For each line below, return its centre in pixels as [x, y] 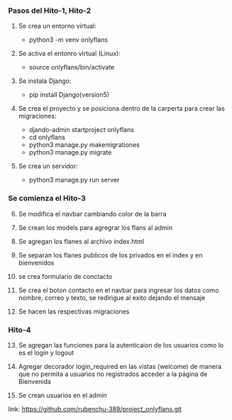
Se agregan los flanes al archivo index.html [81, 241]
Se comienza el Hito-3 [47, 199]
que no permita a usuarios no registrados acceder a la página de [113, 374]
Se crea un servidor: [48, 166]
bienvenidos [36, 262]
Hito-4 [20, 330]
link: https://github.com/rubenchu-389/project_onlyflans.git [95, 409]
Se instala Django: [45, 81]
